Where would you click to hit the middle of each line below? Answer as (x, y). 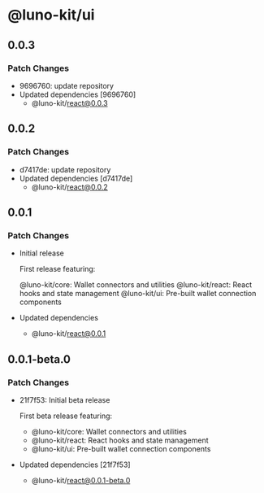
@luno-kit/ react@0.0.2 (70, 187)
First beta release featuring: (66, 416)
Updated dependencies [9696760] (78, 94)
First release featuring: (57, 269)
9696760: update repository (67, 85)
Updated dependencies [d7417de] (76, 178)
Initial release (41, 253)
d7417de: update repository (65, 169)
